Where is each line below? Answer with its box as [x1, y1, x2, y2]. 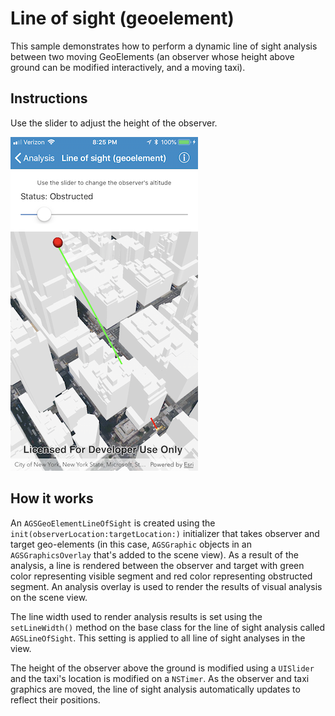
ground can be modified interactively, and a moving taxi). [10, 61, 246, 73]
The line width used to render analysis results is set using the [10, 610, 263, 622]
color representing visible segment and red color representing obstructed [10, 570, 313, 582]
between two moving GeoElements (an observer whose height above [10, 50, 295, 62]
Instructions [10, 90, 88, 107]
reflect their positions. [10, 693, 101, 706]
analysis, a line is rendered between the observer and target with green [10, 559, 305, 571]
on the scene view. [10, 591, 88, 603]
